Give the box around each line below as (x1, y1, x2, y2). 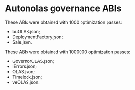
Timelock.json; (12, 74, 42, 80)
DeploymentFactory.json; (12, 34, 63, 40)
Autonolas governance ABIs (5, 3, 122, 14)
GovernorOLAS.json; (12, 58, 54, 64)
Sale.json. (12, 39, 32, 45)
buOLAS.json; (12, 29, 40, 34)
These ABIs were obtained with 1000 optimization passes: (5, 19, 122, 25)
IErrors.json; (12, 63, 37, 69)
